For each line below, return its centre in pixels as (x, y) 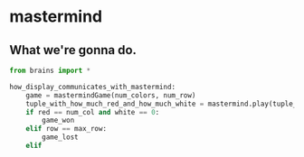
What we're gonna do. (73, 50)
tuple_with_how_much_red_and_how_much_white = (115, 104)
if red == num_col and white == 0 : (93, 112)
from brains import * (50, 70)
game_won (58, 120)
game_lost (60, 137)
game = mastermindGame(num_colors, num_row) (111, 95)
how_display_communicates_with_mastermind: (93, 87)
